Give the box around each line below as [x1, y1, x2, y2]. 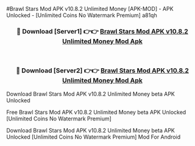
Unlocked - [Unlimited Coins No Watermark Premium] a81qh [6, 12, 157, 19]
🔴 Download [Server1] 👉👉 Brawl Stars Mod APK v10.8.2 [16, 27, 189, 35]
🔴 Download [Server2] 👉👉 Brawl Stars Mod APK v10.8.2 [16, 66, 189, 75]
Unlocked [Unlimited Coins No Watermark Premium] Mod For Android [6, 133, 181, 141]
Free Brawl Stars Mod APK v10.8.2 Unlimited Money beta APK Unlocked [6, 108, 186, 116]
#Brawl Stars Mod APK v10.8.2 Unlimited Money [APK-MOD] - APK [6, 5, 174, 12]
